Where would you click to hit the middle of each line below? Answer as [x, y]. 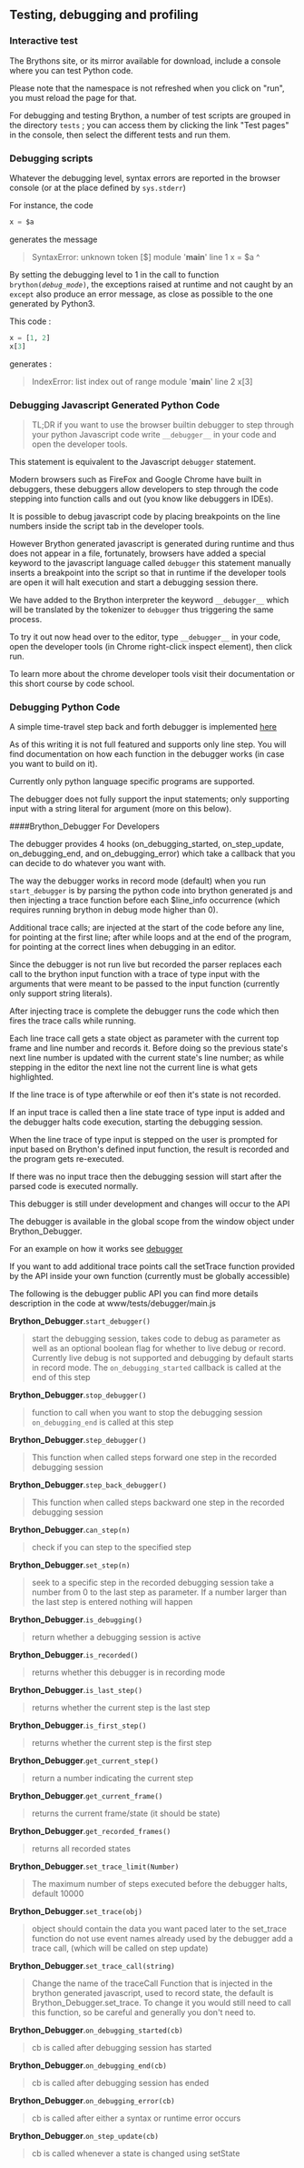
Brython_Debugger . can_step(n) [70, 1530]
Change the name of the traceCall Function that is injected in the [152, 1983]
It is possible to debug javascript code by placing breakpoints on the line [145, 516]
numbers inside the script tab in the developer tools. [107, 526]
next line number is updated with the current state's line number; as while [147, 1058]
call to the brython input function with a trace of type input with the [135, 974]
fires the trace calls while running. [73, 1021]
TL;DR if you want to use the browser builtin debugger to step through [163, 424]
